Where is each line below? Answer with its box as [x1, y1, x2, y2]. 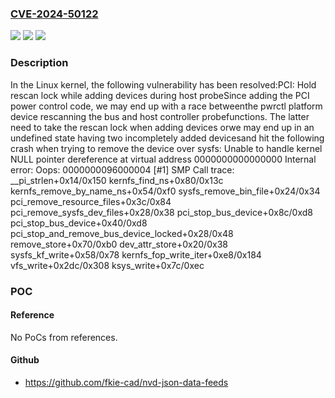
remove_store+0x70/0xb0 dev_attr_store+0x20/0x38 [10, 238, 228, 250]
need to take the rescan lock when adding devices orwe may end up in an [10, 121, 315, 133]
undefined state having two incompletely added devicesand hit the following [10, 132, 325, 144]
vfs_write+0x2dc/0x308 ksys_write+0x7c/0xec [10, 259, 205, 271]
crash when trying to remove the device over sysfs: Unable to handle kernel [10, 142, 323, 154]
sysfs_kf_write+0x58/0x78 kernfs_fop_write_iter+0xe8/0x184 [10, 248, 262, 261]
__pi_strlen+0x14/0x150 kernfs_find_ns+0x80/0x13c [10, 174, 224, 186]
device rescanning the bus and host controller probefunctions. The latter [10, 110, 310, 122]
